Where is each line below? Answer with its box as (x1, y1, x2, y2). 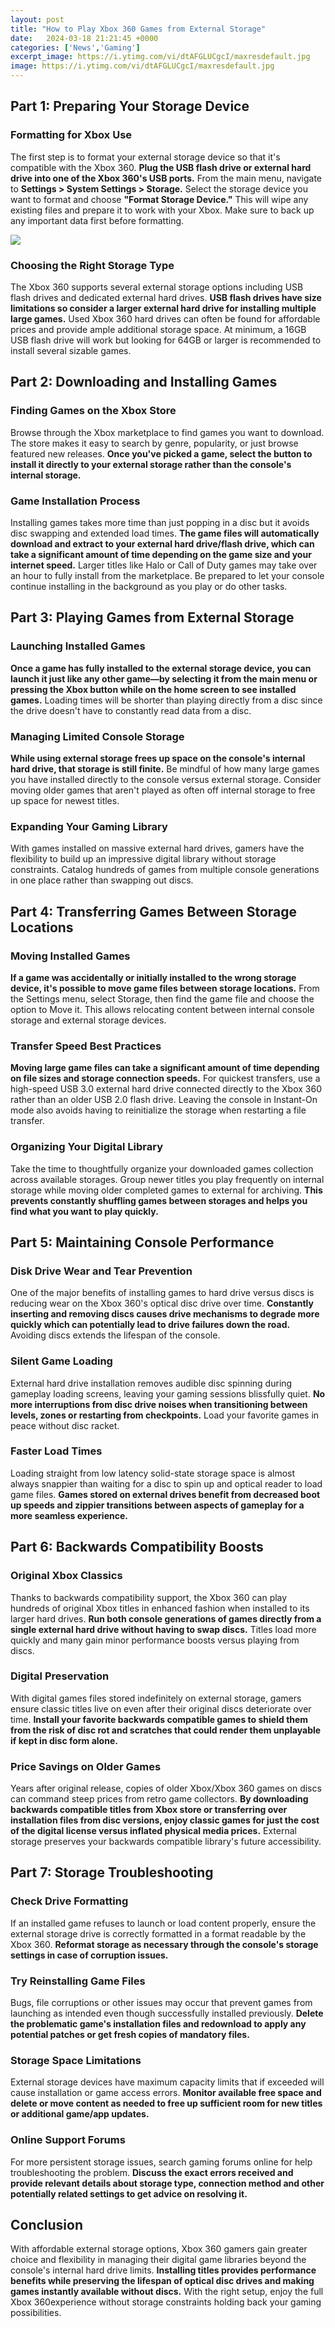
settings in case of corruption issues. (10, 1949, 169, 1961)
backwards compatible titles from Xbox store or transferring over (10, 1804, 288, 1816)
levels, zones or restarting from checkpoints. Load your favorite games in (10, 1409, 320, 1421)
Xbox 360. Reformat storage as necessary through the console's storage (10, 1938, 319, 1950)
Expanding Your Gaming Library (10, 819, 168, 833)
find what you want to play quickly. (10, 1205, 159, 1217)
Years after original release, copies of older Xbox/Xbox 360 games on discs (10, 1782, 322, 1795)
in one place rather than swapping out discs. (10, 874, 194, 886)
